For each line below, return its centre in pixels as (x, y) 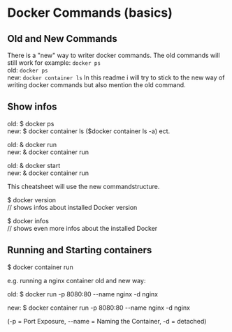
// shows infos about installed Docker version (72, 207)
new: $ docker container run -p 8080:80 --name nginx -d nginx (99, 308)
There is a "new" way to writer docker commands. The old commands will (114, 55)
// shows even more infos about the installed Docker (82, 228)
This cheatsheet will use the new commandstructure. (84, 186)
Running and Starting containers (80, 250)
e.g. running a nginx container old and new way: (77, 280)
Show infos (32, 107)
